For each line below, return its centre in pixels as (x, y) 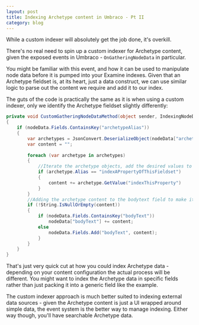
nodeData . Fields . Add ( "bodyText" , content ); (103, 232)
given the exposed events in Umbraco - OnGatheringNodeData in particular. (96, 58)
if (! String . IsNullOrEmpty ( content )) (74, 205)
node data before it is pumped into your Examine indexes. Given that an (93, 75)
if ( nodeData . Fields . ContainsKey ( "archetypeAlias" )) (83, 128)
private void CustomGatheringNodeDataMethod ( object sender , (82, 116)
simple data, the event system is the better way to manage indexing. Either (97, 309)
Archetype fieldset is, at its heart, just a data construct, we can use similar (97, 81)
